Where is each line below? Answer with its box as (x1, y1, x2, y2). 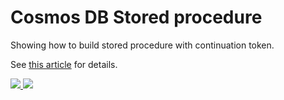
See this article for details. (10, 58, 118, 70)
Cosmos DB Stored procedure (10, 6, 263, 29)
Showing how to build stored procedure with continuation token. (10, 39, 275, 51)
